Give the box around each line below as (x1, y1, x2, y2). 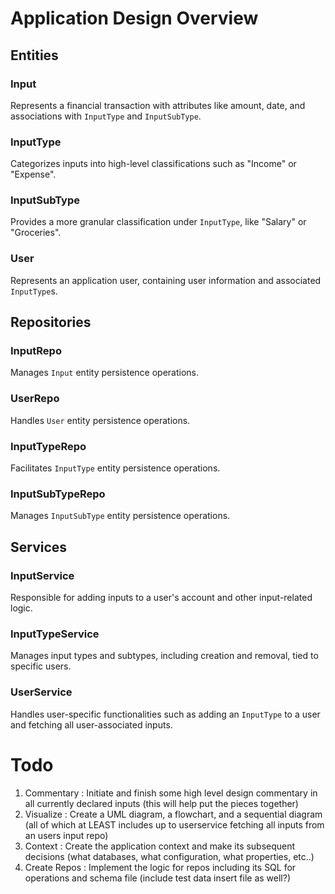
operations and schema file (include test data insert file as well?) (24, 872, 292, 884)
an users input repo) (24, 829, 109, 841)
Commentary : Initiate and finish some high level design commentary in (24, 787, 318, 799)
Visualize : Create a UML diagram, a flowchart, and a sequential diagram (24, 808, 323, 820)
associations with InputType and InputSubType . (10, 110, 202, 122)
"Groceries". (10, 227, 62, 239)
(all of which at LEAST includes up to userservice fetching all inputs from (24, 818, 325, 831)
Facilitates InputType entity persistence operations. (10, 462, 221, 474)
